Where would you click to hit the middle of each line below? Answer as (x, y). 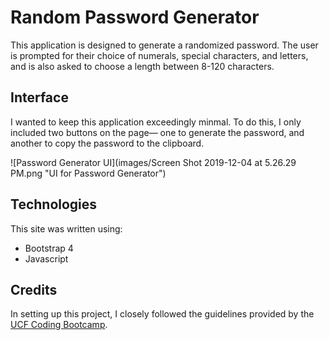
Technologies (54, 204)
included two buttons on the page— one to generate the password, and (157, 132)
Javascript (46, 258)
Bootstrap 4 (49, 248)
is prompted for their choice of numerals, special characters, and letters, (159, 55)
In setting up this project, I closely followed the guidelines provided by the (162, 314)
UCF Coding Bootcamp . (59, 325)
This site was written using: (66, 228)
